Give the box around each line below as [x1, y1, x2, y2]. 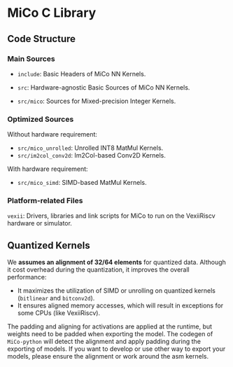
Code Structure [7, 33, 76, 45]
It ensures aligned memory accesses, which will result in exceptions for [17, 301, 224, 310]
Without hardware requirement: [7, 130, 98, 139]
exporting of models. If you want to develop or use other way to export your [7, 345, 226, 353]
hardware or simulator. [7, 219, 72, 228]
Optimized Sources [7, 114, 74, 124]
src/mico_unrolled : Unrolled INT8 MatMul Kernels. [17, 144, 164, 152]
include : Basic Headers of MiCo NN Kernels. [17, 69, 146, 78]
